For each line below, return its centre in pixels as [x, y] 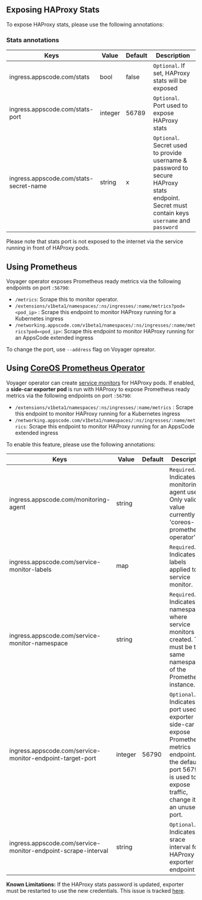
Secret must [170, 206]
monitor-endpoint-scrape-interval [59, 851]
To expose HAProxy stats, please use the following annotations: [85, 24]
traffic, [179, 792]
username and [172, 221]
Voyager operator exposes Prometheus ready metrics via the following [94, 281]
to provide [167, 153]
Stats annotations [33, 40]
